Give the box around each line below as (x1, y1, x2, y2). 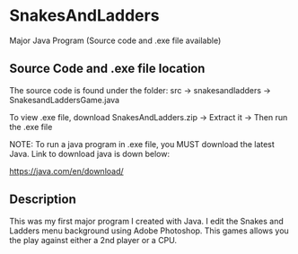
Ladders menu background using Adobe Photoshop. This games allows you (9, 225, 289, 236)
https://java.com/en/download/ (9, 165, 124, 176)
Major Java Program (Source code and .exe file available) (9, 35, 222, 46)
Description (9, 192, 76, 207)
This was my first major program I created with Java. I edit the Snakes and (9, 215, 285, 226)
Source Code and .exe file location (9, 61, 206, 76)
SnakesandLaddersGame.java (9, 94, 119, 105)
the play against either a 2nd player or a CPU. (9, 234, 178, 245)
